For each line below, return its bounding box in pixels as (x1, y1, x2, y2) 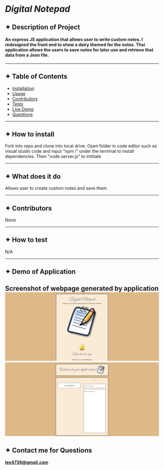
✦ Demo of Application (5, 268, 76, 276)
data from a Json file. (5, 52, 49, 58)
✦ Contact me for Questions (5, 446, 92, 455)
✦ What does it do (5, 172, 61, 181)
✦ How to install (5, 130, 55, 138)
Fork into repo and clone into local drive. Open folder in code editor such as (5, 143, 157, 149)
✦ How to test (5, 236, 48, 244)
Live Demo (12, 106, 34, 112)
